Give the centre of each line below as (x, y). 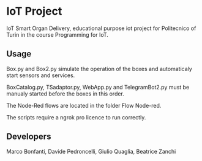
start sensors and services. (41, 75)
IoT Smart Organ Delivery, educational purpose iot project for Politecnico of (101, 28)
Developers (29, 137)
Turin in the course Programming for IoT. (58, 34)
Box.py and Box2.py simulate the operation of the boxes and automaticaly (99, 69)
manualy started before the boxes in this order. (65, 94)
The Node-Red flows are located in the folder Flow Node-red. (84, 105)
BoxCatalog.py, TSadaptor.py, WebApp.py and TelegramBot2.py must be (98, 87)
